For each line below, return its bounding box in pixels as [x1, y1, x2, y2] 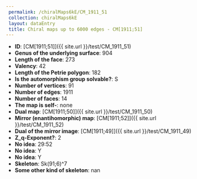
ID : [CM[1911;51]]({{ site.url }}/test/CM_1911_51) [14, 43, 132, 50]
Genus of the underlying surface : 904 [14, 50, 113, 57]
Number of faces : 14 [14, 95, 68, 102]
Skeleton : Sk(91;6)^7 [14, 160, 68, 167]
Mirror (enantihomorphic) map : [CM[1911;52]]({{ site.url [14, 115, 157, 122]
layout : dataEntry [8, 20, 56, 26]
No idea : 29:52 [14, 140, 53, 148]
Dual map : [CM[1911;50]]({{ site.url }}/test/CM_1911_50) [14, 108, 153, 115]
